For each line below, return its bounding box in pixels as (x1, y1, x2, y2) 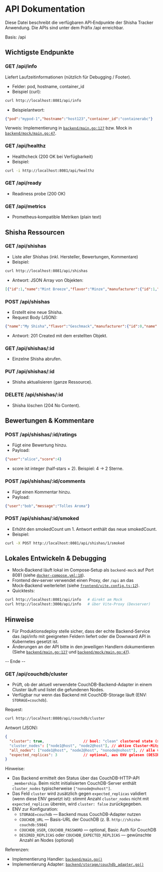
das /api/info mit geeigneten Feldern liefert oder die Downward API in (12, 633, 151, 639)
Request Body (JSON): (12, 314, 58, 320)
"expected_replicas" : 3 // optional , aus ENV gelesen (9, 752, 145, 757)
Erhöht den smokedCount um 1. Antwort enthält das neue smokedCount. (12, 526, 157, 532)
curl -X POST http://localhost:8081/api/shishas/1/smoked (5, 541, 125, 545)
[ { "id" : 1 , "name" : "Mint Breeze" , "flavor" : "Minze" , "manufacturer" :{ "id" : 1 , (5, 287, 158, 291)
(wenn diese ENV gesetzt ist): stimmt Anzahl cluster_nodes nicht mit (12, 796, 149, 802)
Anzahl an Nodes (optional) (19, 837, 74, 843)
